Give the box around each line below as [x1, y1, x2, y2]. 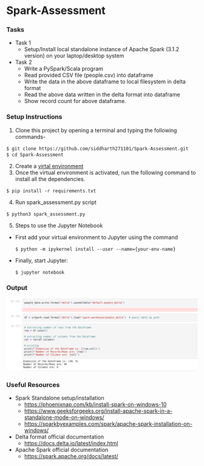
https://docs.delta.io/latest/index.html [24, 440, 118, 447]
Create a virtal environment [15, 162, 84, 169]
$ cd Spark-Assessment [6, 152, 64, 158]
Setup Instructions [6, 113, 63, 121]
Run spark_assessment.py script [15, 199, 97, 206]
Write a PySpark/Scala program [24, 65, 103, 72]
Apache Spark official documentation [15, 446, 109, 454]
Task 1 [15, 39, 32, 46]
